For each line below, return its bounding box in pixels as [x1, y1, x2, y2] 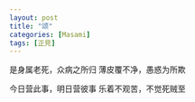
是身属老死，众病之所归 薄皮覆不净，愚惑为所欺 [9, 64, 186, 75]
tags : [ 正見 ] [9, 38, 56, 48]
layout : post [9, 13, 59, 23]
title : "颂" [9, 22, 53, 31]
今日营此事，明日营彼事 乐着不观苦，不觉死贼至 [9, 83, 186, 95]
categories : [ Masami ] [9, 30, 91, 39]
